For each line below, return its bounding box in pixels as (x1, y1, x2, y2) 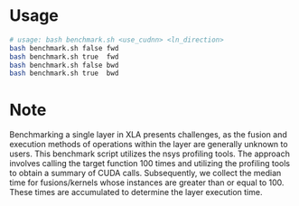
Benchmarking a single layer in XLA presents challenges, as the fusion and (9, 129, 287, 140)
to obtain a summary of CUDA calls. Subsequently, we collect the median (9, 168, 282, 179)
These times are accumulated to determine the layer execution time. (9, 187, 263, 198)
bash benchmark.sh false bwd (9, 61, 119, 70)
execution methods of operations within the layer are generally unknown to (9, 139, 288, 150)
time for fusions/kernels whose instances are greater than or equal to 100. (9, 177, 285, 188)
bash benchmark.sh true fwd (9, 51, 119, 61)
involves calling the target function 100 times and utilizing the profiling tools (9, 158, 291, 169)
